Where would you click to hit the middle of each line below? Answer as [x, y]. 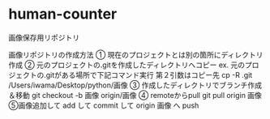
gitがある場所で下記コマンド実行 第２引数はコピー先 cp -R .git [149, 74]
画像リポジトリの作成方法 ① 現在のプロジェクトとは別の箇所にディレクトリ [136, 54]
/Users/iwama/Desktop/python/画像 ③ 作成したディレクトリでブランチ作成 [135, 85]
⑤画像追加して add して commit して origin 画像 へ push [104, 105]
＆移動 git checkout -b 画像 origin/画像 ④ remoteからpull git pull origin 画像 [135, 95]
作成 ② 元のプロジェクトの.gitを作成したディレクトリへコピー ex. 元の [127, 65]
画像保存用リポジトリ [44, 37]
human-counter [63, 14]
